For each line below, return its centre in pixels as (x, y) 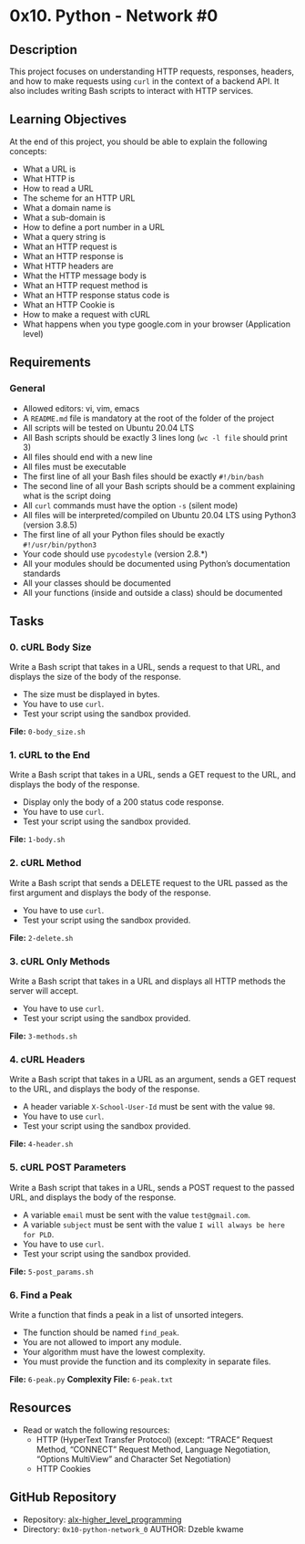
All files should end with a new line (87, 456)
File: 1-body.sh (37, 840)
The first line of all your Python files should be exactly (123, 534)
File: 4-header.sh (41, 1144)
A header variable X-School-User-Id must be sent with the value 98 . (149, 1107)
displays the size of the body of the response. (96, 677)
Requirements (50, 363)
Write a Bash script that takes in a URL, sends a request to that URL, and (145, 667)
